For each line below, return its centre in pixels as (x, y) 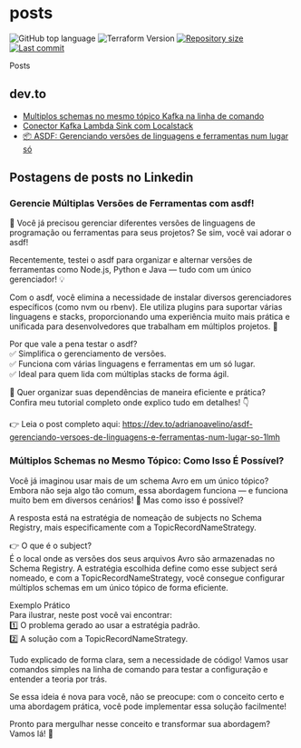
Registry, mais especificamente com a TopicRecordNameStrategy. (133, 527)
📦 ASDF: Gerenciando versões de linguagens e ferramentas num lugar (155, 135)
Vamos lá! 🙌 (32, 733)
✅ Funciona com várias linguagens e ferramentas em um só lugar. (132, 364)
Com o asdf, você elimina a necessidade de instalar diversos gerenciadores (150, 297)
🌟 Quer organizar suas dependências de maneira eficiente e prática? (137, 393)
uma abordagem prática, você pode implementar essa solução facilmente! (148, 706)
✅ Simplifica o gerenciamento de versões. (88, 354)
